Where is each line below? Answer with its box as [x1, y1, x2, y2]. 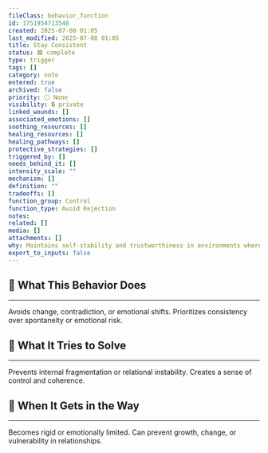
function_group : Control [8, 197, 91, 205]
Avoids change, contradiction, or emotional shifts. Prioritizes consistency [8, 307, 248, 317]
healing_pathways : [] [8, 137, 81, 146]
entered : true [8, 78, 56, 86]
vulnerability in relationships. [8, 436, 103, 446]
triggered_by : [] [8, 152, 66, 160]
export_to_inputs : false [8, 249, 91, 257]
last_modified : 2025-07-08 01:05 [8, 33, 120, 42]
